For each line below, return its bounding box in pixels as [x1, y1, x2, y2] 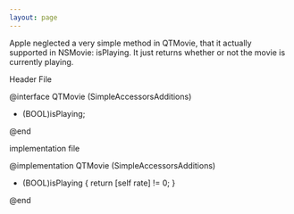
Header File [9, 73, 52, 85]
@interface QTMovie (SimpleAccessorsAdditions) [9, 91, 192, 102]
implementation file [9, 143, 80, 153]
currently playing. [9, 56, 74, 67]
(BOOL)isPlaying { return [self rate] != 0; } [21, 177, 176, 188]
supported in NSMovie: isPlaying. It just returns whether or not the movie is [9, 46, 286, 58]
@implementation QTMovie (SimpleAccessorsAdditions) [9, 160, 216, 170]
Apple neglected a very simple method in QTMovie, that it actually [9, 37, 252, 48]
